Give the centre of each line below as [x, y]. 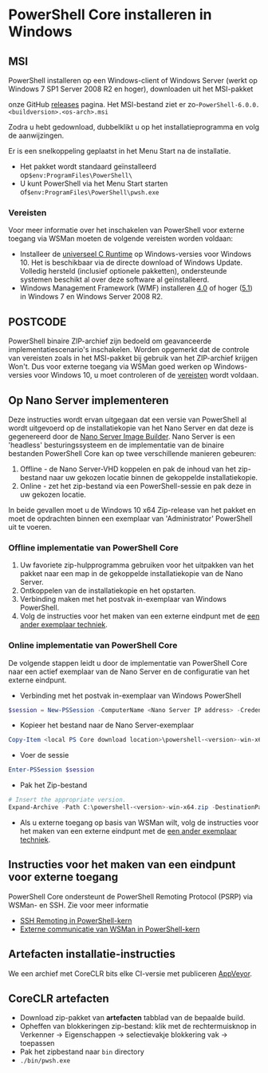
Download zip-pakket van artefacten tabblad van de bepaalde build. [132, 1018]
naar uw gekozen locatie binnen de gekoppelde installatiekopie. [153, 477]
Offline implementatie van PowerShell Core [94, 547]
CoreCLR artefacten [59, 998]
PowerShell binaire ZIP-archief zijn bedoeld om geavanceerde [110, 341]
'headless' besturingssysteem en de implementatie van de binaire [116, 445]
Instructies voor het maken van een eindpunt [122, 865]
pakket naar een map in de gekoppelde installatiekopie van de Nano [131, 574]
